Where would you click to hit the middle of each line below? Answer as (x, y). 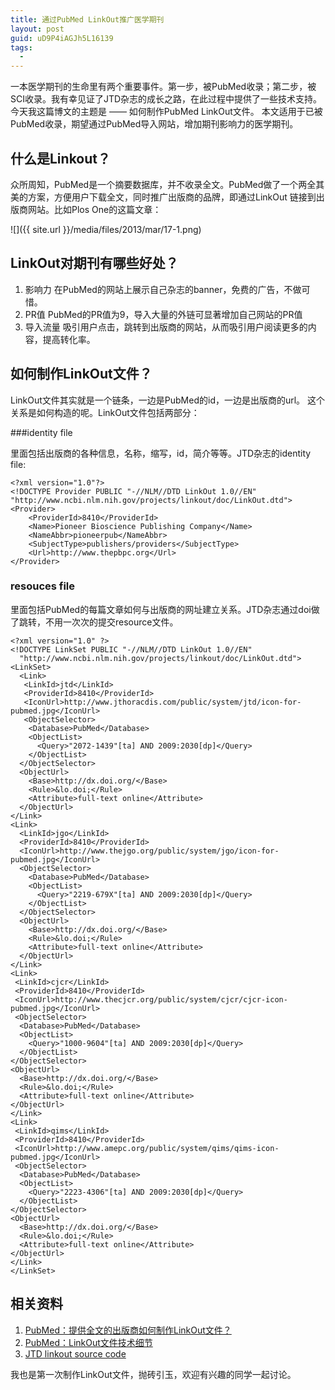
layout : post (37, 29)
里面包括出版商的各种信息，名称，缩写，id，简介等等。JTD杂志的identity (161, 453)
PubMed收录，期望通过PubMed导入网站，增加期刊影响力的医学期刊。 (154, 124)
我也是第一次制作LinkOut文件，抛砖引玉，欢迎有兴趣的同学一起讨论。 (153, 1374)
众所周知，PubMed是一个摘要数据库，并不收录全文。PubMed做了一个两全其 (167, 184)
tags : (21, 47)
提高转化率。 (69, 339)
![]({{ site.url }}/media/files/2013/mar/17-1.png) (106, 229)
